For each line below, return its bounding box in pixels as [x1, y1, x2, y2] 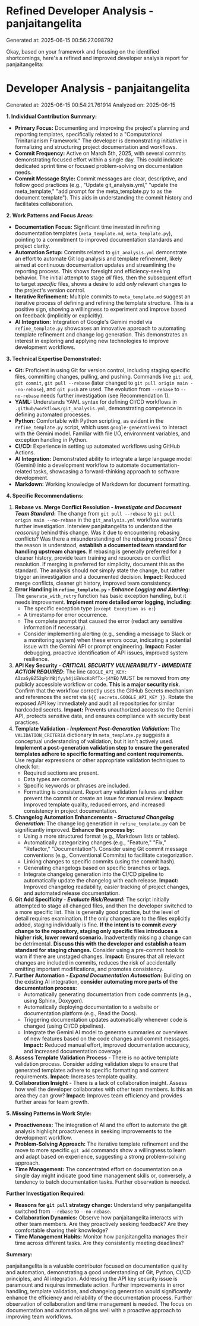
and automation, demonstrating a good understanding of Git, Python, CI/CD [6, 1268, 191, 1275]
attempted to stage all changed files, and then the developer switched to [14, 902, 193, 909]
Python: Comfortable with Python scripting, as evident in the [14, 417, 164, 424]
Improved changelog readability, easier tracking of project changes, [23, 883, 190, 890]
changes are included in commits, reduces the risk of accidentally [14, 959, 176, 966]
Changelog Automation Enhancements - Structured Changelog [14, 813, 174, 820]
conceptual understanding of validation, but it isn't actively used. [14, 737, 174, 745]
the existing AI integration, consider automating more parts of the [14, 978, 178, 985]
